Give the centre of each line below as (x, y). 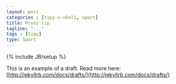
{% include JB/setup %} (36, 57)
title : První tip (28, 23)
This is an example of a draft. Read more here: (64, 68)
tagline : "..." (25, 28)
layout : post (23, 12)
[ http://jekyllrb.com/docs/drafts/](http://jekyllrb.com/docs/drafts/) (88, 75)
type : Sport (21, 40)
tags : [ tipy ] (24, 34)
